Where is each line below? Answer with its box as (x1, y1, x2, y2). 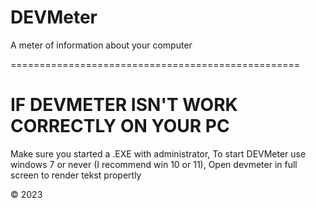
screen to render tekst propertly (10, 169, 142, 181)
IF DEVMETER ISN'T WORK (10, 94, 238, 116)
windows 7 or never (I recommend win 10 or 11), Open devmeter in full (10, 158, 298, 170)
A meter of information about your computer (10, 39, 193, 51)
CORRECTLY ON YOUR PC (10, 115, 230, 138)
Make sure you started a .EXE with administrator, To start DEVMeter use (10, 147, 307, 160)
